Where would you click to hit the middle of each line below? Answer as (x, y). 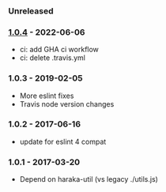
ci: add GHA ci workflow (59, 50)
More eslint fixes (47, 96)
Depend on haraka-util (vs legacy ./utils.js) (89, 179)
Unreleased (31, 11)
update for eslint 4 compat (63, 141)
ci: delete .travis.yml (52, 58)
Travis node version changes (67, 104)
